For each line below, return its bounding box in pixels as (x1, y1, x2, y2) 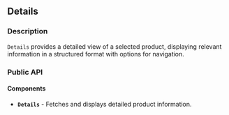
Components (7, 84, 46, 93)
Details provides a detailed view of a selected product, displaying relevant (7, 42, 222, 51)
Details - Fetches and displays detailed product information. (17, 100, 192, 108)
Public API (7, 67, 43, 77)
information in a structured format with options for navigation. (7, 49, 185, 58)
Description (7, 26, 48, 36)
